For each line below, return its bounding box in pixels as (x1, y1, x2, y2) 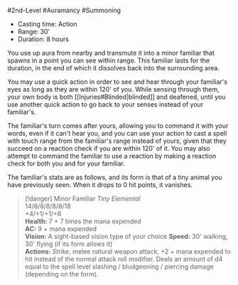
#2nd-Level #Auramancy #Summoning (7, 6, 121, 14)
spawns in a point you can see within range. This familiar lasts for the (7, 56, 210, 65)
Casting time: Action (17, 20, 77, 28)
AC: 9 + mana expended (24, 225, 97, 233)
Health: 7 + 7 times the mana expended (24, 217, 141, 225)
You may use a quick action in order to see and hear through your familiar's (7, 77, 228, 86)
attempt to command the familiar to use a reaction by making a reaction (7, 152, 217, 160)
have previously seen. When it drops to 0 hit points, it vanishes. (7, 181, 193, 189)
